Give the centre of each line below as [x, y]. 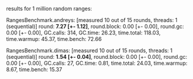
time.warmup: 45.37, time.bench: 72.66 [54, 39]
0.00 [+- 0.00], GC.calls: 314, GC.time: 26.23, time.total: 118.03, [83, 33]
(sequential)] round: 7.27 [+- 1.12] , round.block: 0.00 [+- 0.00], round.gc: [95, 26]
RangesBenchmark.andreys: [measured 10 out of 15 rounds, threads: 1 [92, 20]
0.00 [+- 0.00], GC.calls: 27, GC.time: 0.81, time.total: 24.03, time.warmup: [97, 63]
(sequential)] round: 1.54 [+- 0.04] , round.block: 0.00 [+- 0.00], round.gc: [97, 57]
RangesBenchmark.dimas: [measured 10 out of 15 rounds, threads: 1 [89, 50]
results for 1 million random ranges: [49, 9]
